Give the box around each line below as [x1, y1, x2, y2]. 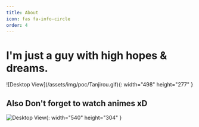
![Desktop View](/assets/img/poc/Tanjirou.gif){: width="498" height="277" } [6, 81, 194, 88]
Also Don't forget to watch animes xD [6, 98, 148, 109]
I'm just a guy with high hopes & [6, 48, 167, 62]
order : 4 [6, 22, 28, 28]
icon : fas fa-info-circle [6, 16, 70, 22]
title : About [6, 10, 39, 16]
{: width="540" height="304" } [46, 114, 122, 122]
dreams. [6, 61, 49, 75]
